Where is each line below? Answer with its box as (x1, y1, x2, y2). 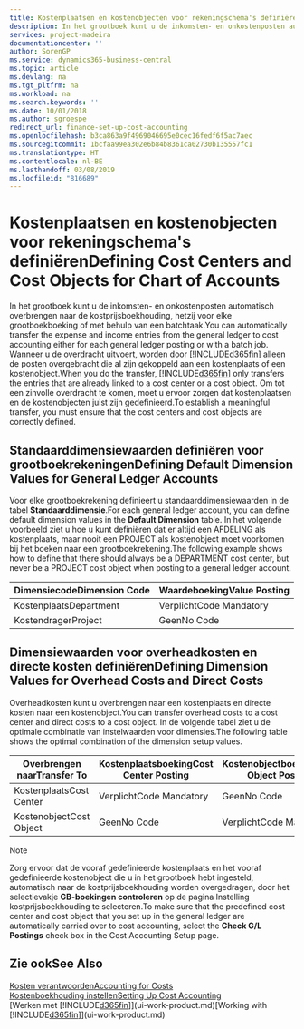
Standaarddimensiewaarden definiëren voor (9, 442, 264, 458)
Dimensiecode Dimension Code (14, 584, 151, 596)
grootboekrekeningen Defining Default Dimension (9, 456, 294, 472)
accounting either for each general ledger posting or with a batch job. (9, 339, 269, 350)
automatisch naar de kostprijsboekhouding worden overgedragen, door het (9, 881, 290, 892)
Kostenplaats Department (14, 600, 120, 612)
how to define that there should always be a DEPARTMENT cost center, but (9, 553, 290, 563)
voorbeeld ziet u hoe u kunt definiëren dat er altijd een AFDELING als (9, 524, 266, 534)
